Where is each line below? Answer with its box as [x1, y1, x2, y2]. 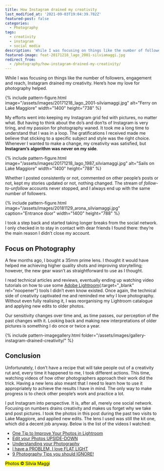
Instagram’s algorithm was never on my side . [5, 146, 98, 152]
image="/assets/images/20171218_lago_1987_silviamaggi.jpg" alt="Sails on [5, 161, 155, 166]
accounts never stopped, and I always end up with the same [29, 185, 150, 191]
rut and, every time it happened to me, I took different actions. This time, [5, 369, 150, 376]
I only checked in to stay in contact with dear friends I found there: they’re [5, 225, 154, 231]
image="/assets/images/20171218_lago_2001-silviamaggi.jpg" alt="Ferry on [5, 100, 157, 106]
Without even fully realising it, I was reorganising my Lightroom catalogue [5, 298, 153, 304]
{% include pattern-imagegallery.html [5, 332, 81, 338]
